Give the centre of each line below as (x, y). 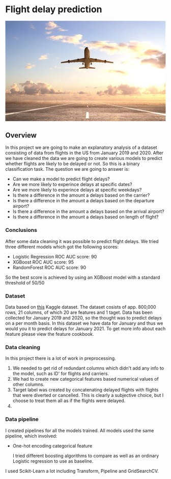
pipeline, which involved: (31, 436)
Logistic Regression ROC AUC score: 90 (55, 256)
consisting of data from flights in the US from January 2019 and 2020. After (84, 153)
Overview (21, 135)
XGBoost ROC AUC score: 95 (43, 262)
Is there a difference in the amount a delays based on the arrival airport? (88, 211)
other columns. (28, 384)
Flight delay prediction (54, 9)
